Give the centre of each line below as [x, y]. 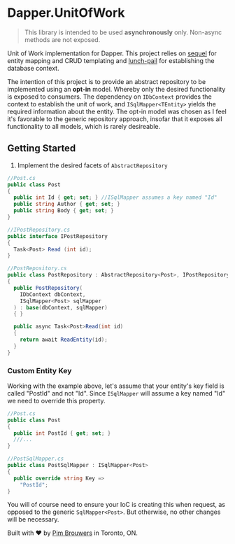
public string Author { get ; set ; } [67, 204]
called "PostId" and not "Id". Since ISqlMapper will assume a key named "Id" [116, 393]
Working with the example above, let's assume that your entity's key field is [116, 386]
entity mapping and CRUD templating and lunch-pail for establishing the [111, 60]
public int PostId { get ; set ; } [62, 433]
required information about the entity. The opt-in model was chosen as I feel [117, 111]
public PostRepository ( [48, 288]
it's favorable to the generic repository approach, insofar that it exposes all [115, 119]
